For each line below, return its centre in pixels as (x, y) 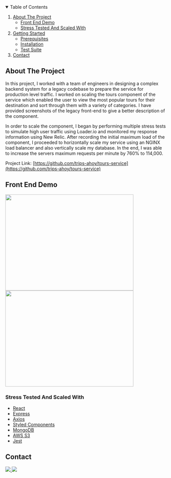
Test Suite (31, 49)
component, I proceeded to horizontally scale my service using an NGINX (83, 142)
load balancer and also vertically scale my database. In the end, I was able (84, 148)
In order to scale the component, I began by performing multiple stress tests (86, 126)
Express (21, 413)
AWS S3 (22, 435)
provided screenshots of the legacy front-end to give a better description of (85, 111)
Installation (32, 44)
